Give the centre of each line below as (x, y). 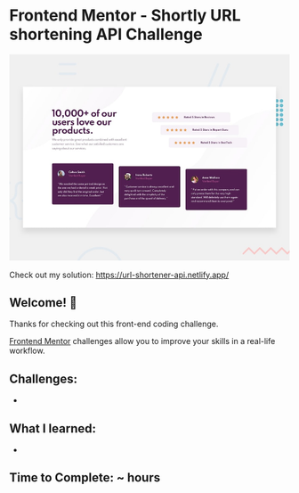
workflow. (27, 351)
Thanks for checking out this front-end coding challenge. (114, 324)
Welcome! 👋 (43, 303)
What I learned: (53, 428)
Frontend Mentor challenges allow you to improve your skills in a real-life (142, 341)
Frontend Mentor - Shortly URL (125, 16)
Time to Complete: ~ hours (85, 478)
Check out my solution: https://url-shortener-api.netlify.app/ (119, 275)
